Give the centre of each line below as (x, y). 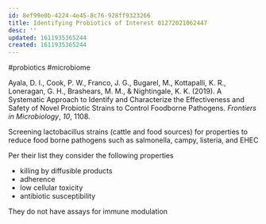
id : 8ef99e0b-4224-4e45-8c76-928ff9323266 (79, 15)
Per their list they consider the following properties (91, 156)
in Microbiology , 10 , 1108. (49, 116)
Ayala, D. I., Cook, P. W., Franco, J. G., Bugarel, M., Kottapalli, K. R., (117, 83)
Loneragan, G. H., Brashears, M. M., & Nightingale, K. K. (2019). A (115, 91)
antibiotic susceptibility (58, 196)
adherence (37, 180)
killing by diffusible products (66, 171)
